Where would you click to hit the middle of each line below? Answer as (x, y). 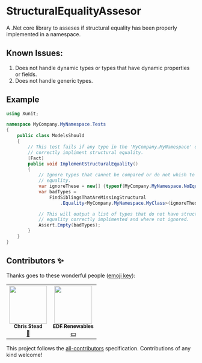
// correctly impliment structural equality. (86, 152)
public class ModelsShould (51, 136)
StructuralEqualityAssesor (74, 11)
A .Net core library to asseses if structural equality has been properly (92, 28)
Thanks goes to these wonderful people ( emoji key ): (71, 275)
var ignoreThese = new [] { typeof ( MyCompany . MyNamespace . (111, 186)
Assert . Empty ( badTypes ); (69, 225)
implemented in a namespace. (44, 34)
